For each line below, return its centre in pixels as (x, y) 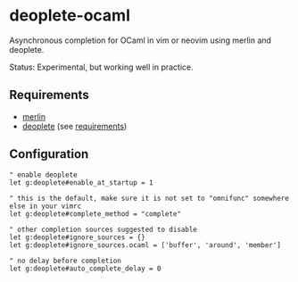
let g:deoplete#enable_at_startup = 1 (81, 182)
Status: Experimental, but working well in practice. (101, 67)
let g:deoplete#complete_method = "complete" (95, 214)
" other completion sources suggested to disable (103, 229)
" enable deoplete (43, 175)
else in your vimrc (46, 206)
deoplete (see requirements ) (74, 126)
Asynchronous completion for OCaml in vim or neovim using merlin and (141, 40)
